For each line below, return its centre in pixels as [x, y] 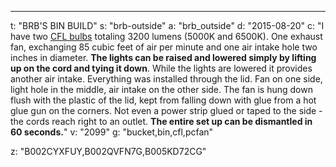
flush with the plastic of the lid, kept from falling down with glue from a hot [163, 100]
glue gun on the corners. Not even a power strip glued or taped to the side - [166, 110]
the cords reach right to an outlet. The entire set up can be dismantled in [161, 121]
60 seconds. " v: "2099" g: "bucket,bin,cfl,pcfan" [112, 132]
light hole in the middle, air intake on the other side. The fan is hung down [161, 89]
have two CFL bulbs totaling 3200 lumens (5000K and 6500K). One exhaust [166, 36]
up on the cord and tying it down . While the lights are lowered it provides [161, 68]
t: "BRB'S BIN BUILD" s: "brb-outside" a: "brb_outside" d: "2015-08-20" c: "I [167, 25]
